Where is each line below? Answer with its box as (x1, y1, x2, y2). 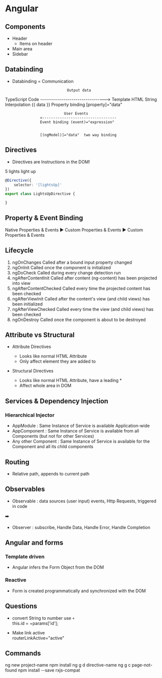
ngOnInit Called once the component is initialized (12, 264, 111, 270)
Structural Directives (12, 368, 54, 374)
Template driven (5, 553, 45, 560)
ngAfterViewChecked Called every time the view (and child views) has (12, 306, 154, 312)
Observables (5, 485, 45, 493)
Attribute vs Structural (5, 331, 75, 339)
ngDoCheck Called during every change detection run (12, 270, 121, 276)
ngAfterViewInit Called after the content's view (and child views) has (12, 296, 150, 301)
